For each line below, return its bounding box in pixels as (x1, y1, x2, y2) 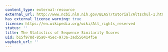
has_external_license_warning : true (5, 16, 81, 21)
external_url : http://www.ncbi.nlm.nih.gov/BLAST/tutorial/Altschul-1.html (5, 12, 166, 17)
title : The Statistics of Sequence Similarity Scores (5, 30, 120, 35)
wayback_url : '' (5, 40, 39, 45)
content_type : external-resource (5, 7, 75, 12)
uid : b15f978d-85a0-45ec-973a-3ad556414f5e (5, 35, 97, 40)
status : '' (5, 26, 28, 31)
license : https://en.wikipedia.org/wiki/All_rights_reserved (5, 21, 135, 26)
